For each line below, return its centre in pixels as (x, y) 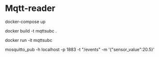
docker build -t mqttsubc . (31, 31)
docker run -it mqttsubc (29, 40)
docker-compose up (25, 22)
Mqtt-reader (30, 8)
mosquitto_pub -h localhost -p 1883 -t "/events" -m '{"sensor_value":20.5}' (80, 49)
